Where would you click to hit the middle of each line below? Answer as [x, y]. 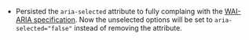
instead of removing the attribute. [128, 28]
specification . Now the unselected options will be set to [123, 20]
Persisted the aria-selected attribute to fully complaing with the [119, 11]
